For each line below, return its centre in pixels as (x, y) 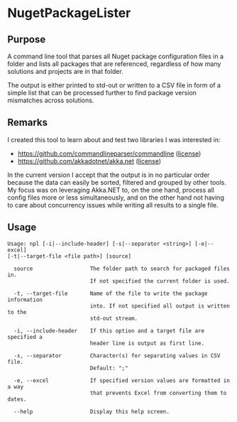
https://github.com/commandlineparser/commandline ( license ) (109, 153)
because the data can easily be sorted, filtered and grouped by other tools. (117, 182)
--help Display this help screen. (92, 411)
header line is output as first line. (147, 343)
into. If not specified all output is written (160, 306)
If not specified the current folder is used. (160, 281)
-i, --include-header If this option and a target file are (109, 331)
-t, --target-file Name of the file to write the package (111, 293)
